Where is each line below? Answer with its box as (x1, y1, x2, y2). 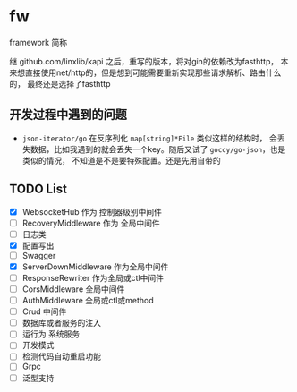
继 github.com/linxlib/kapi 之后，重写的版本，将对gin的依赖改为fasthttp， (9, 55, 279, 66)
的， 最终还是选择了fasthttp (9, 78, 111, 89)
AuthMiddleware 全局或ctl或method (21, 295, 154, 306)
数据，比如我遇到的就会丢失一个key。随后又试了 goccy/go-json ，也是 (30, 143, 286, 154)
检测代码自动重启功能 (21, 351, 101, 362)
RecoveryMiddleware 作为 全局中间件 (21, 217, 160, 228)
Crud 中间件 (21, 306, 67, 317)
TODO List (9, 182, 67, 197)
